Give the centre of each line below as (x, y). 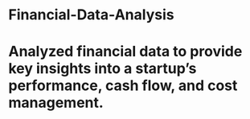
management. (56, 103)
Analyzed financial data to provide (125, 52)
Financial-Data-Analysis (91, 15)
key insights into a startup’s (102, 69)
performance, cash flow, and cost (123, 86)
